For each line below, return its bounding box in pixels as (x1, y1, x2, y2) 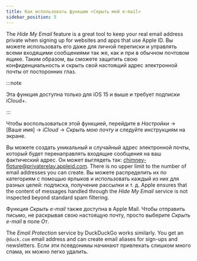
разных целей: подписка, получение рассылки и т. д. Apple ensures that (6, 181, 188, 189)
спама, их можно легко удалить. (6, 248, 88, 255)
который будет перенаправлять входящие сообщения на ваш (6, 150, 162, 157)
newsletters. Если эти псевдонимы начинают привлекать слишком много (6, 242, 191, 249)
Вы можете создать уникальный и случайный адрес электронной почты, (6, 144, 191, 151)
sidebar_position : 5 (6, 14, 57, 20)
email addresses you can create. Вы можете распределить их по (6, 169, 167, 176)
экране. (6, 132, 26, 139)
